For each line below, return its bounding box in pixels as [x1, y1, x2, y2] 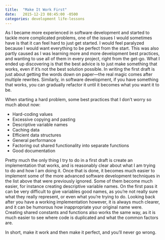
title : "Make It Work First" [5, 7, 67, 12]
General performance [12, 137, 56, 143]
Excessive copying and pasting [12, 116, 75, 123]
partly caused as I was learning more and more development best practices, [5, 51, 160, 56]
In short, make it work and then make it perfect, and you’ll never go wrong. [5, 229, 157, 236]
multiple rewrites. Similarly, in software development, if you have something [5, 77, 159, 82]
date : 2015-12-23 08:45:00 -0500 [5, 12, 78, 17]
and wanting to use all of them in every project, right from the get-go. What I [5, 56, 160, 62]
